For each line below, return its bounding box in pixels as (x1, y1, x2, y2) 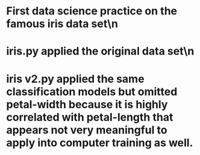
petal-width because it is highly (6, 97, 168, 111)
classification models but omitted (6, 85, 178, 99)
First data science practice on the (6, 4, 178, 18)
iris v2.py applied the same (6, 72, 145, 85)
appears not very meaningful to (6, 123, 167, 136)
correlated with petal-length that (6, 110, 173, 124)
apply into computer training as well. (6, 136, 193, 150)
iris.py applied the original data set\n (6, 44, 195, 58)
